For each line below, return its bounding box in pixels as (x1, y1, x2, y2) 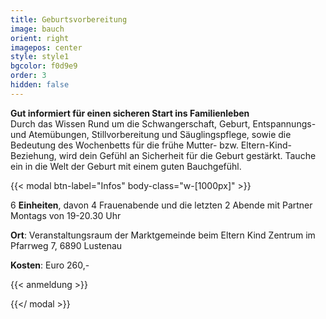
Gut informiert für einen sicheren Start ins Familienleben (10, 107, 250, 119)
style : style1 (10, 52, 70, 62)
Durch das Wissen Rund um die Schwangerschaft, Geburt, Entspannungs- (10, 117, 317, 130)
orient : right (10, 33, 70, 43)
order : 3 (10, 71, 47, 81)
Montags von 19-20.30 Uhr (10, 209, 122, 221)
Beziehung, (10, 149, 57, 161)
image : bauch (10, 24, 65, 34)
